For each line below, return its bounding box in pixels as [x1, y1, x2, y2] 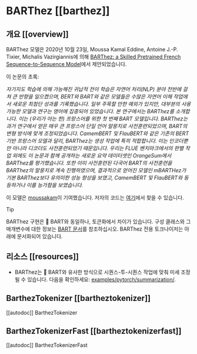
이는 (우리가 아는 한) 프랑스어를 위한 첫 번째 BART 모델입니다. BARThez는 [18, 115, 188, 122]
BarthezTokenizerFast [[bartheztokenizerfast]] [6, 326, 182, 336]
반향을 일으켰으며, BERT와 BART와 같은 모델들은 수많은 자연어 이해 [18, 93, 172, 100]
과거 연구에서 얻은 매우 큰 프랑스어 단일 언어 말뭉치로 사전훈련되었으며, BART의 [6, 123, 188, 129]
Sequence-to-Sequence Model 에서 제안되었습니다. [6, 61, 127, 67]
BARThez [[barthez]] [6, 4, 110, 18]
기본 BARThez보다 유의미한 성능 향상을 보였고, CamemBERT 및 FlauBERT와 [6, 174, 183, 181]
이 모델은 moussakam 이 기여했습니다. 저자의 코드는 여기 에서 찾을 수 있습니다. [6, 194, 184, 201]
